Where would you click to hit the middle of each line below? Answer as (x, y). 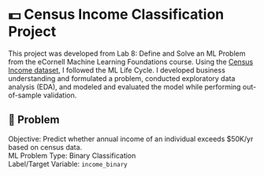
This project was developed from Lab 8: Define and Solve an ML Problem (127, 53)
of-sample (25, 95)
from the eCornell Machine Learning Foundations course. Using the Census (131, 61)
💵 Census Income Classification (116, 15)
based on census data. (45, 147)
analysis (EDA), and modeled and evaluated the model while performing (125, 86)
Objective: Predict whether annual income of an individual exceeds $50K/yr (131, 138)
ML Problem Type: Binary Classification (72, 156)
